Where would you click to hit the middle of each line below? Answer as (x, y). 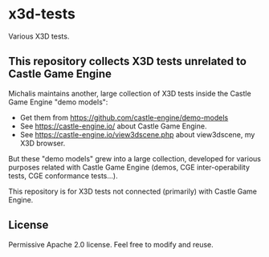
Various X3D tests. (39, 36)
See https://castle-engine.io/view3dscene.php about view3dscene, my (137, 134)
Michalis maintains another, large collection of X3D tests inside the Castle (130, 93)
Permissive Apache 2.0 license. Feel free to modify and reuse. (111, 244)
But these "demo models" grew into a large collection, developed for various (134, 158)
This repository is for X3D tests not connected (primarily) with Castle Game (133, 191)
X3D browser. (43, 143)
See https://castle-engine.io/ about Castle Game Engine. (113, 126)
